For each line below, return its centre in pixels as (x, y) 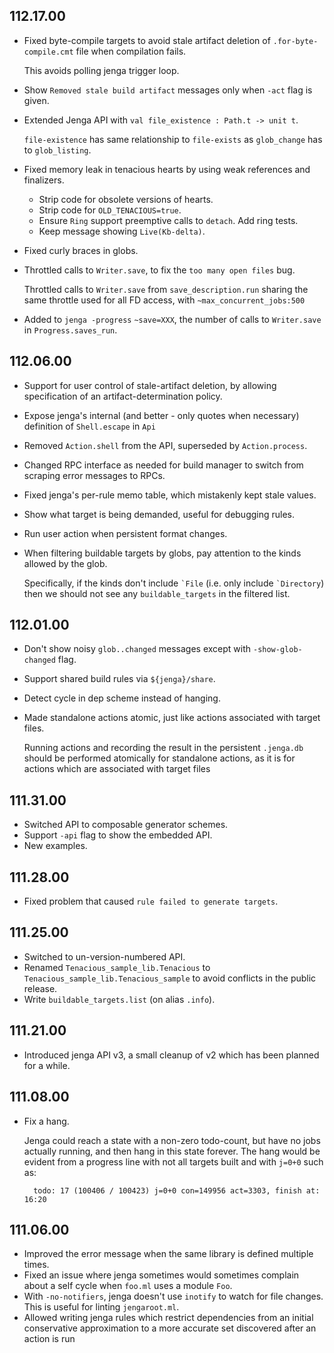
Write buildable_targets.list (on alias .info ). (119, 999)
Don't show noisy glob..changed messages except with (137, 649)
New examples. (55, 846)
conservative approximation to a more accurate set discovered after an (170, 1328)
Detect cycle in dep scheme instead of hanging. (122, 698)
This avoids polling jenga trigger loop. (101, 70)
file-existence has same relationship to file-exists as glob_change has (173, 139)
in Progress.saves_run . (70, 330)
